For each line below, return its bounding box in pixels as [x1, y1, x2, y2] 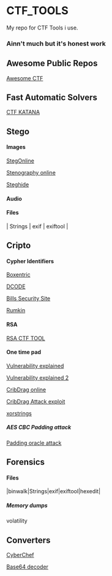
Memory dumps [6, 502, 48, 509]
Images [6, 144, 26, 151]
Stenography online [6, 169, 56, 177]
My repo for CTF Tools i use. [6, 24, 78, 31]
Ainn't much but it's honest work [6, 39, 106, 48]
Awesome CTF [6, 74, 43, 82]
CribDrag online [6, 386, 47, 393]
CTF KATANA [6, 109, 40, 116]
